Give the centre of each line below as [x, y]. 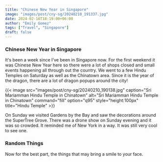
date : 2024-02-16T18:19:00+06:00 [39, 19]
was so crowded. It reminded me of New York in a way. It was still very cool [81, 125]
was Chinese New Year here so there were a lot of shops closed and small [80, 65]
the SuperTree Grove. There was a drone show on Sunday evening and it [78, 121]
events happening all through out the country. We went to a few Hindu [76, 70]
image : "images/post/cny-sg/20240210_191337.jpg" [57, 14]
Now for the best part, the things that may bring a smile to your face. [74, 154]
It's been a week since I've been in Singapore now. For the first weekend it [80, 60]
